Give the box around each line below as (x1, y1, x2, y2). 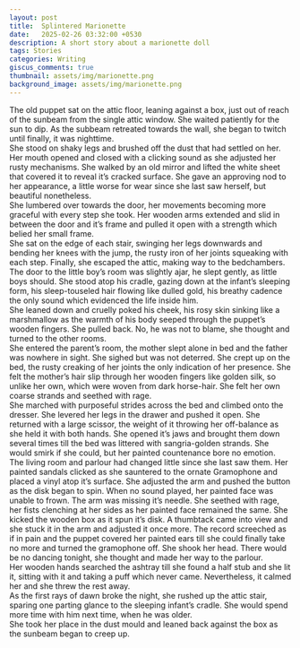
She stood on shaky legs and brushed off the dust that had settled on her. (9, 143, 281, 153)
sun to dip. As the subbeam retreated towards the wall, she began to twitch (9, 123, 287, 134)
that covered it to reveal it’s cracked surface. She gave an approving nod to (9, 171, 287, 182)
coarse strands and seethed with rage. (9, 390, 152, 401)
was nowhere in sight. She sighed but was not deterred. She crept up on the (9, 351, 291, 363)
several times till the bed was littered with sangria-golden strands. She (9, 437, 270, 448)
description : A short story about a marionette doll (9, 38, 210, 48)
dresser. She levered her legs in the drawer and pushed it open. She (9, 409, 261, 419)
